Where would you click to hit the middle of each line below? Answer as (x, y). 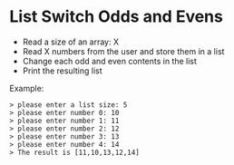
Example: (27, 88)
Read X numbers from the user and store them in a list (123, 51)
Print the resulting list (62, 71)
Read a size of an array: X (71, 42)
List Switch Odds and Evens (117, 17)
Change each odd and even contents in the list (110, 61)
